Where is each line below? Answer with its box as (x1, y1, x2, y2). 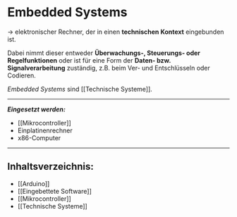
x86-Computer (17, 133, 61, 142)
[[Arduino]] (17, 179, 50, 187)
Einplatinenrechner (17, 126, 73, 135)
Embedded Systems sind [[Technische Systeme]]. (7, 85, 153, 93)
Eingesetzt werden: (7, 105, 66, 113)
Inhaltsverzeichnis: (7, 161, 94, 173)
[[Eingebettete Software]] (17, 187, 92, 195)
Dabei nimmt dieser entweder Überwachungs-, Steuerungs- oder (7, 49, 201, 57)
